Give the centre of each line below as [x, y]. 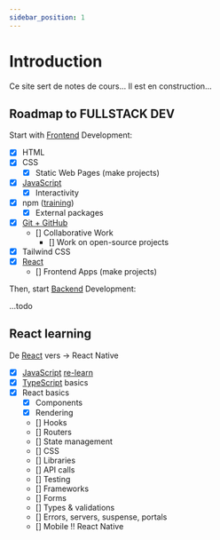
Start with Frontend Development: [71, 135]
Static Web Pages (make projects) [97, 172]
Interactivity [57, 193]
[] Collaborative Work [74, 233]
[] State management [74, 441]
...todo [21, 306]
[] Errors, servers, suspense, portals [101, 517]
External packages [69, 212]
